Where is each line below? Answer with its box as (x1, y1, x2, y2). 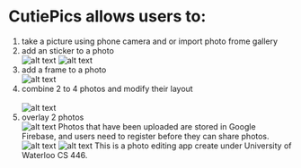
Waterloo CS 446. (21, 149, 88, 160)
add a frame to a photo (21, 64, 107, 75)
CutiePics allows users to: (8, 6, 207, 27)
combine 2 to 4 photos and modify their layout (21, 83, 194, 94)
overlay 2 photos (21, 112, 84, 122)
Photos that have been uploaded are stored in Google (58, 121, 257, 131)
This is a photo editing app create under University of (94, 140, 292, 151)
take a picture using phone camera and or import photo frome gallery (21, 36, 279, 46)
